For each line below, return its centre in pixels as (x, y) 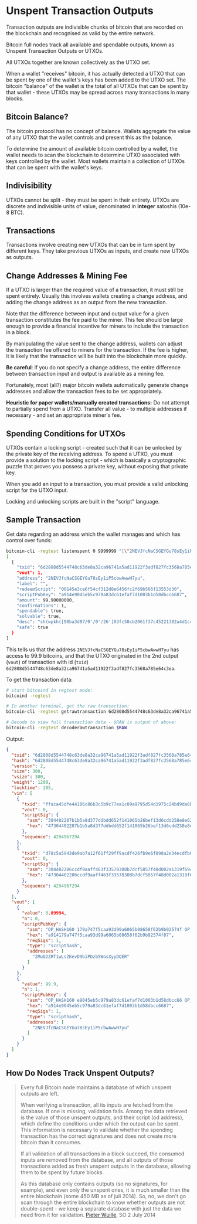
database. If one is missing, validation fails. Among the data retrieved (104, 1111)
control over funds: (29, 540)
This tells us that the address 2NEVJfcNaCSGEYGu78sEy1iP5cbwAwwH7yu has (93, 650)
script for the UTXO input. (37, 490)
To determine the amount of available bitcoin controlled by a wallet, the (92, 148)
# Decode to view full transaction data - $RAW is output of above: (91, 722)
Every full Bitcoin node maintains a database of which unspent (96, 1087)
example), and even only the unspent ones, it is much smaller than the (105, 1190)
